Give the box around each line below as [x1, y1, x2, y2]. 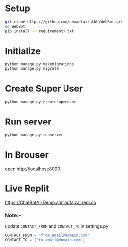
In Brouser [5, 149, 49, 161]
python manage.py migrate [5, 66, 59, 71]
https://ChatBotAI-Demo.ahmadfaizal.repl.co [5, 199, 97, 205]
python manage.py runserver [5, 132, 64, 137]
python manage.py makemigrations [5, 62, 74, 67]
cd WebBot [5, 24, 26, 29]
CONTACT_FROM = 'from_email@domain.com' [5, 233, 90, 238]
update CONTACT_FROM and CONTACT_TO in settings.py [5, 223, 109, 229]
